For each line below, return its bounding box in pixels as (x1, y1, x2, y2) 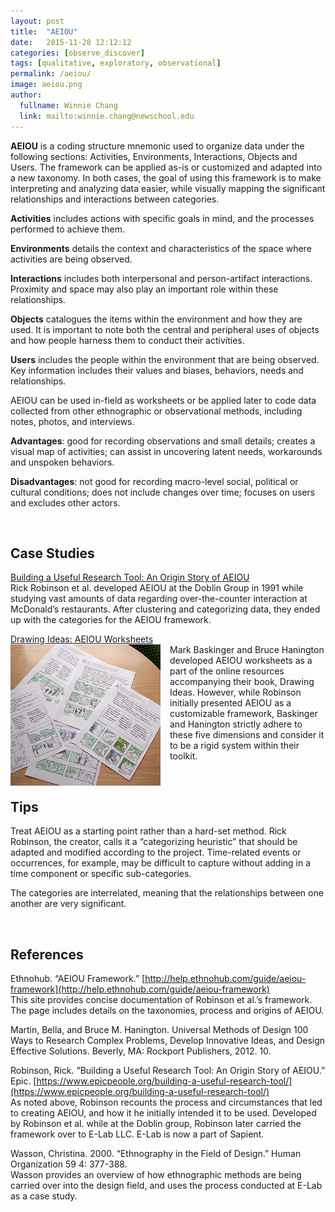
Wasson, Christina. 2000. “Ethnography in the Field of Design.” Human (10, 1147, 302, 1159)
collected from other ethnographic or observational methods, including (10, 405, 303, 417)
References (10, 946, 84, 963)
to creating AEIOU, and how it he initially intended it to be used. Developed (10, 1106, 317, 1119)
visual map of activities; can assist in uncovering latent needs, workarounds (10, 445, 323, 457)
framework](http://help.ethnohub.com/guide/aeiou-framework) (10, 983, 270, 995)
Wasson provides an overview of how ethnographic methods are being (10, 1168, 302, 1180)
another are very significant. (10, 898, 127, 910)
